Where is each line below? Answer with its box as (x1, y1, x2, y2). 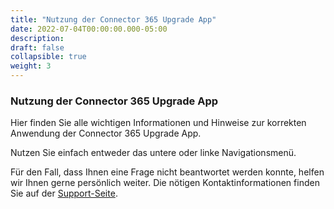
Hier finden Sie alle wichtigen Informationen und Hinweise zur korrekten (10, 117, 307, 129)
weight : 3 (10, 61, 52, 71)
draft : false (10, 42, 65, 53)
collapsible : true (10, 52, 87, 62)
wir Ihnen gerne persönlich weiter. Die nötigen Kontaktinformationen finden (10, 177, 320, 189)
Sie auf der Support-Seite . (10, 187, 118, 200)
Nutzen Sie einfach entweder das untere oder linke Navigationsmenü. (10, 147, 297, 159)
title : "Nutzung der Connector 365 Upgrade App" (10, 14, 217, 25)
